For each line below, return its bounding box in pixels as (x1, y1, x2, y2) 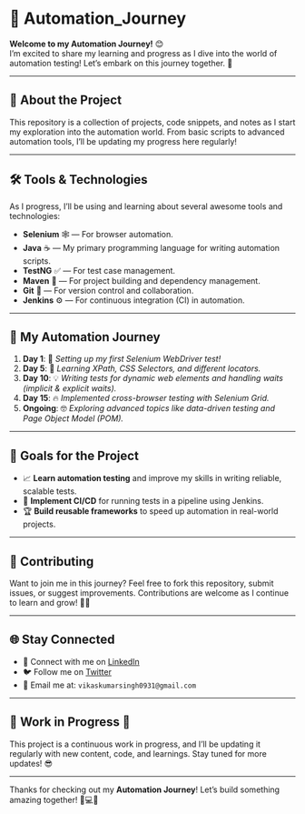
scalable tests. (22, 486, 77, 497)
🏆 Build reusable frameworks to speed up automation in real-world (22, 506, 279, 517)
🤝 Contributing (9, 554, 94, 569)
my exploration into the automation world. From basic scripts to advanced (9, 126, 285, 137)
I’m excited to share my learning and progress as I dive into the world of (9, 47, 278, 58)
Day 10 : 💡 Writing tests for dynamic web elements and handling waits (22, 373, 284, 384)
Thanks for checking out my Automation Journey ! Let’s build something (9, 784, 280, 795)
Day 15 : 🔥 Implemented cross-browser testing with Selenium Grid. (22, 393, 270, 404)
